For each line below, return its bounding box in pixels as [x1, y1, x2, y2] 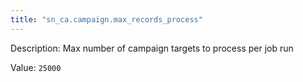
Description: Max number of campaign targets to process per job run [10, 42, 294, 54]
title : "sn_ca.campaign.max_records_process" [10, 14, 203, 25]
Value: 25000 [10, 61, 62, 73]
